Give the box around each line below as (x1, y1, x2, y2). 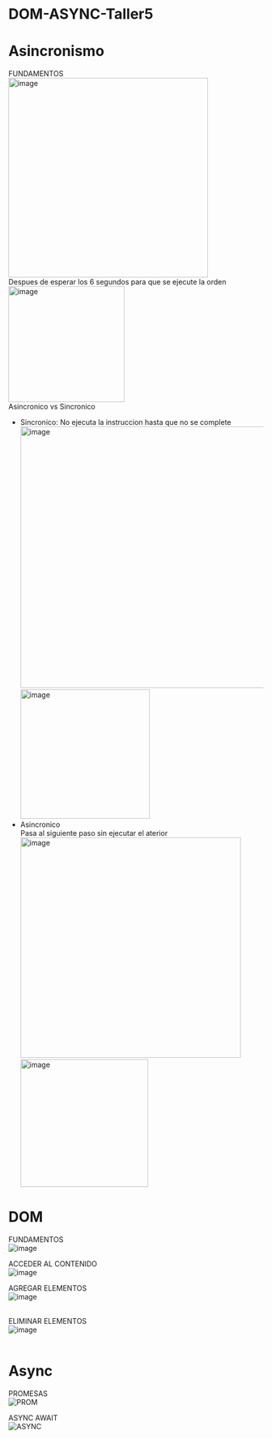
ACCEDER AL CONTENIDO (8, 1259, 98, 1269)
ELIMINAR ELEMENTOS (8, 1317, 87, 1326)
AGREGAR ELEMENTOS (8, 1283, 87, 1293)
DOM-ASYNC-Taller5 (8, 5, 154, 24)
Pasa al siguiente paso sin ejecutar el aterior (19, 829, 168, 838)
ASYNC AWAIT (8, 1413, 58, 1423)
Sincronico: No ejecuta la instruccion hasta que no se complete (19, 418, 232, 427)
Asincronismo (8, 42, 105, 61)
